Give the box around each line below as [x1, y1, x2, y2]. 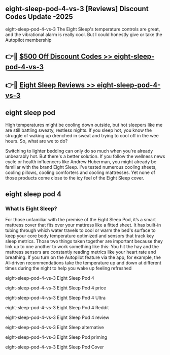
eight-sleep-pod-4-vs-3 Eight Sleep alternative [5, 324, 104, 331]
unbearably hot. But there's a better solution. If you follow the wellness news [5, 153, 165, 160]
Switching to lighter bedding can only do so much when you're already [5, 148, 153, 154]
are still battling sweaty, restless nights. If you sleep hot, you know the [5, 127, 152, 133]
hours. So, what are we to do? [5, 138, 68, 144]
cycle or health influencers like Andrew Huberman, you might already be [5, 159, 157, 165]
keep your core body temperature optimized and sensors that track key [5, 233, 154, 239]
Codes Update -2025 [5, 13, 73, 21]
